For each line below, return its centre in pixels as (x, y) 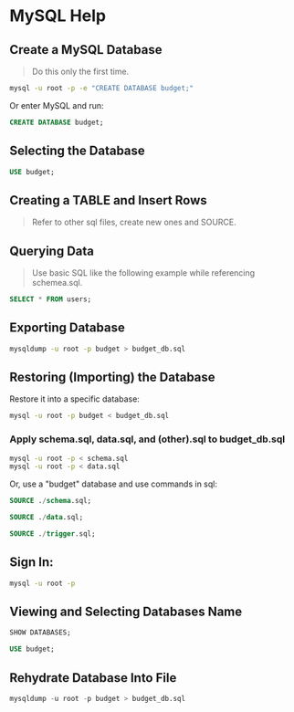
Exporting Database (67, 328)
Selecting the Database (78, 151)
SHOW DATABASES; (40, 633)
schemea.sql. (57, 283)
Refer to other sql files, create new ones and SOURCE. (134, 222)
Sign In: (31, 562)
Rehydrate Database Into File (93, 678)
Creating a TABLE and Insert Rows (108, 200)
